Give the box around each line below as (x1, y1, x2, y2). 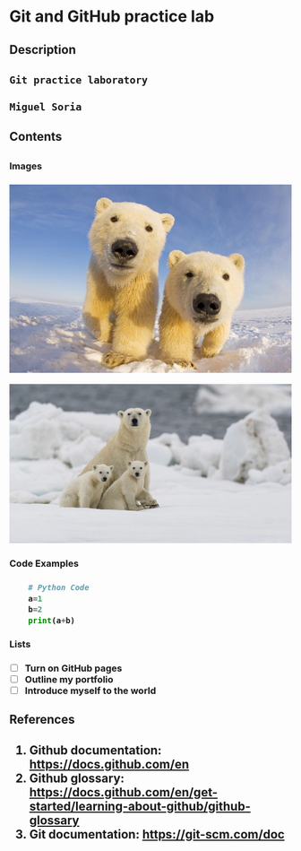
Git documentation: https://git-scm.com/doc (29, 827, 285, 842)
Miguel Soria (9, 100, 82, 113)
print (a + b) (28, 615, 76, 625)
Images (9, 160, 43, 172)
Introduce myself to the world (24, 684, 157, 697)
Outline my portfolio (24, 673, 114, 685)
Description (9, 42, 76, 57)
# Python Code (28, 583, 90, 593)
